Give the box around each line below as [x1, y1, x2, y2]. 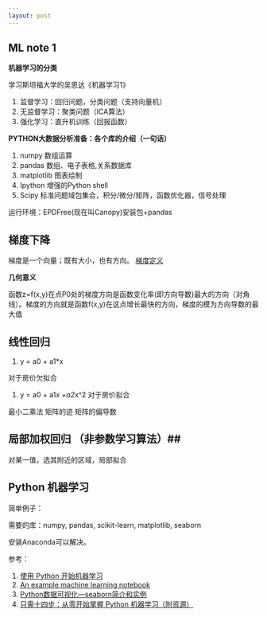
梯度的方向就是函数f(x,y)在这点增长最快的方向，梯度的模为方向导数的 [25, 299, 252, 309]
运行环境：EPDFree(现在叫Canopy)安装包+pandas [8, 208, 172, 217]
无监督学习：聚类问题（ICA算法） [19, 107, 130, 116]
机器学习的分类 [8, 63, 57, 72]
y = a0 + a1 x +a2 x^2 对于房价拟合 [19, 390, 130, 400]
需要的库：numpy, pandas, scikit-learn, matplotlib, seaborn [8, 520, 202, 529]
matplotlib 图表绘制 [19, 170, 83, 180]
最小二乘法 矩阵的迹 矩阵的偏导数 [8, 407, 117, 416]
